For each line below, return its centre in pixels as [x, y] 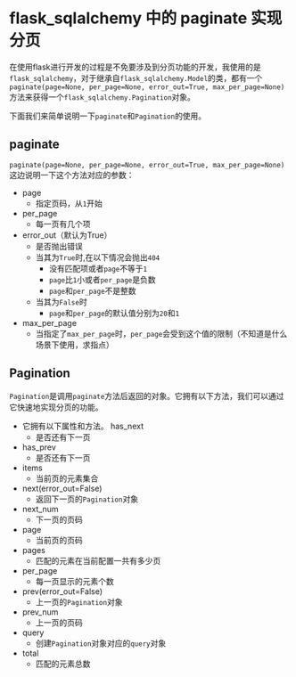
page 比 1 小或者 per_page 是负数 [102, 279]
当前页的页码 [59, 540]
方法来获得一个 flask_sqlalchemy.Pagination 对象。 [103, 97]
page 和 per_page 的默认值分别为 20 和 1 [114, 313]
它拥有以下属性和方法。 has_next [83, 426]
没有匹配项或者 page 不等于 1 [98, 268]
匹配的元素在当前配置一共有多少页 [98, 560]
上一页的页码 [59, 622]
